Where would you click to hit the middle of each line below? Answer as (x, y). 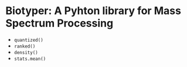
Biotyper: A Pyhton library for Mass (93, 11)
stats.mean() (30, 59)
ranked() (25, 46)
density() (26, 52)
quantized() (28, 40)
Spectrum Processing (59, 23)
